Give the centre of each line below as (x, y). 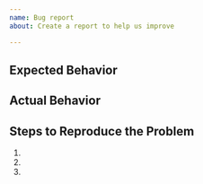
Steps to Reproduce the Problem (102, 131)
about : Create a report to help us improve (92, 26)
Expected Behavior (64, 70)
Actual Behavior (55, 101)
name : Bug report (42, 18)
